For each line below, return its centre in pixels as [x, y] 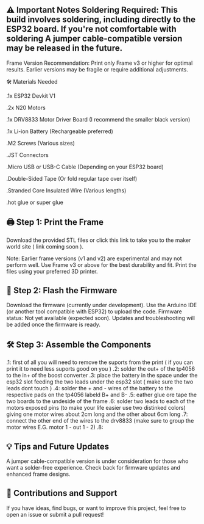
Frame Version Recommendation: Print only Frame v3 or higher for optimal [100, 63]
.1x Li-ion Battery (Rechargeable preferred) [60, 131]
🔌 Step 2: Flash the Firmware [62, 290]
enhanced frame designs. [38, 474]
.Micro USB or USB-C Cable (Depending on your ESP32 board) [85, 167]
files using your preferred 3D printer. [52, 271]
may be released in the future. [65, 48]
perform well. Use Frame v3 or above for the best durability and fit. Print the [101, 264]
